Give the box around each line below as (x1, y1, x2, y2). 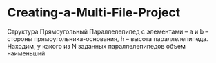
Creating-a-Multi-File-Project (7, 5, 181, 21)
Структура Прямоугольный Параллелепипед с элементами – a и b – (7, 27, 209, 36)
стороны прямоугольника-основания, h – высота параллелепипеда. (7, 34, 208, 42)
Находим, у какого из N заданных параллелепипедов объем (7, 42, 186, 50)
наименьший (7, 49, 46, 58)
